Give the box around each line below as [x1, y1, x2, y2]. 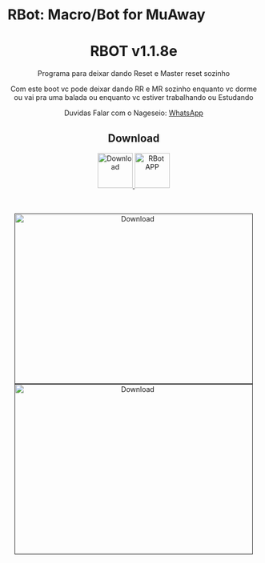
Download [107, 131, 160, 145]
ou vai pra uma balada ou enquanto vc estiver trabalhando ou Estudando [14, 93, 254, 102]
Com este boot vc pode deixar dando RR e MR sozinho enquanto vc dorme [10, 84, 258, 94]
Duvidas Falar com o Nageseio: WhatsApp [64, 108, 203, 118]
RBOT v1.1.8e [90, 42, 178, 61]
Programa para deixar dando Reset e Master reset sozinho [37, 69, 230, 78]
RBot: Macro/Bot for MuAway [7, 6, 206, 24]
